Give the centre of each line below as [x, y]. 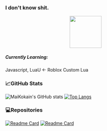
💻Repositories [24, 110]
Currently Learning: [27, 57]
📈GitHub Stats [24, 83]
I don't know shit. [27, 8]
